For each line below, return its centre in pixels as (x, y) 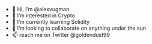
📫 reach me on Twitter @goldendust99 (61, 35)
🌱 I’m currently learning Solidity (51, 22)
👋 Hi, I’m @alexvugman (41, 9)
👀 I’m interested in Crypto (43, 15)
